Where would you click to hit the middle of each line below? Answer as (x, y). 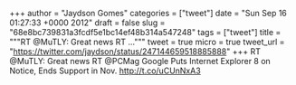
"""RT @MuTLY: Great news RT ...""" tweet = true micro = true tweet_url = (147, 42)
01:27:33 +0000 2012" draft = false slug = (87, 23)
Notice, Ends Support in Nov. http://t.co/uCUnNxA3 (105, 71)
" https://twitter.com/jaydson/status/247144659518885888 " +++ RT (135, 52)
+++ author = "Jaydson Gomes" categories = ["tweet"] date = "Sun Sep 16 (148, 13)
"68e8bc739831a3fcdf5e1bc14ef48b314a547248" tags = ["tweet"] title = (145, 32)
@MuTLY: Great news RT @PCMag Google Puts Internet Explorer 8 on (140, 61)
